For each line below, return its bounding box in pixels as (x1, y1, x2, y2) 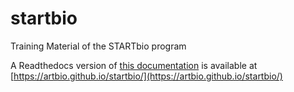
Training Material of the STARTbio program (10, 40, 187, 52)
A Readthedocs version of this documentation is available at (10, 59, 258, 71)
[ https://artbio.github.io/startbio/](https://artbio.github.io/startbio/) (10, 70, 283, 82)
